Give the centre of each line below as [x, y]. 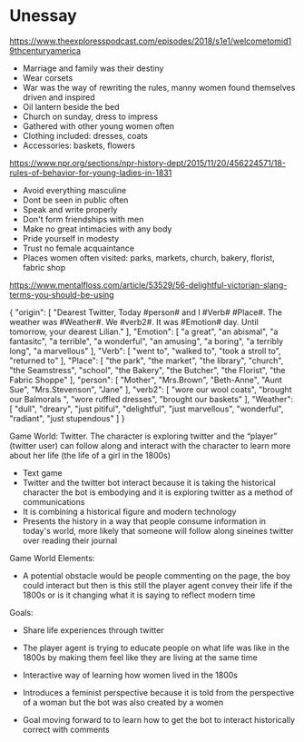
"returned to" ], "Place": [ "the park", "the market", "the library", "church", [147, 361]
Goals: [21, 612]
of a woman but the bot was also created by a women [123, 702]
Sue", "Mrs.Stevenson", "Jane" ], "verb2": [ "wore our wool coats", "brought [151, 389]
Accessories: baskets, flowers [79, 145]
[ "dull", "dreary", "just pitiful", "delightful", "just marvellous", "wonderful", [147, 409]
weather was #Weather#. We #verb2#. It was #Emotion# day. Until [134, 322]
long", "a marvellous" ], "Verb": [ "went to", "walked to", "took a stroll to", [145, 351]
